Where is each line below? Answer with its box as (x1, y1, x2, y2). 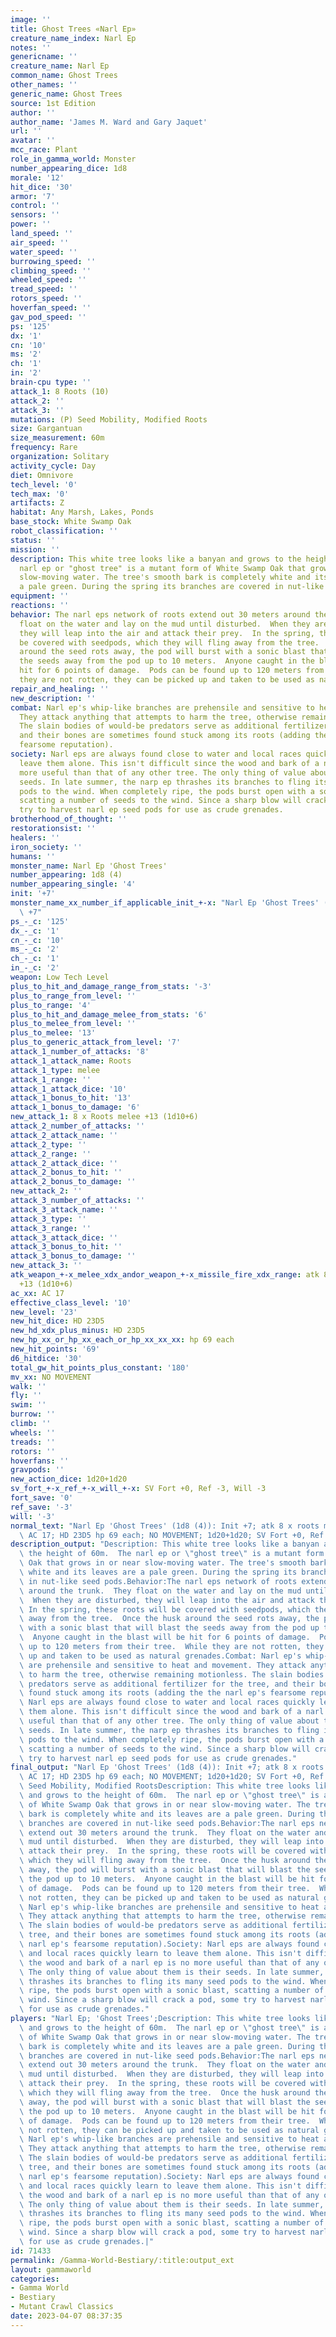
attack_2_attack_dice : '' (10, 1158, 118, 1168)
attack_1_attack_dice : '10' (10, 1084, 128, 1094)
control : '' (10, 201, 60, 211)
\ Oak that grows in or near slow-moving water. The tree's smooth (19, 1558, 307, 1568)
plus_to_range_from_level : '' (10, 991, 137, 1001)
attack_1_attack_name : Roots (10, 1056, 132, 1066)
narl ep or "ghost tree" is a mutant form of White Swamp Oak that (19, 563, 307, 573)
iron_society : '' (10, 842, 83, 852)
